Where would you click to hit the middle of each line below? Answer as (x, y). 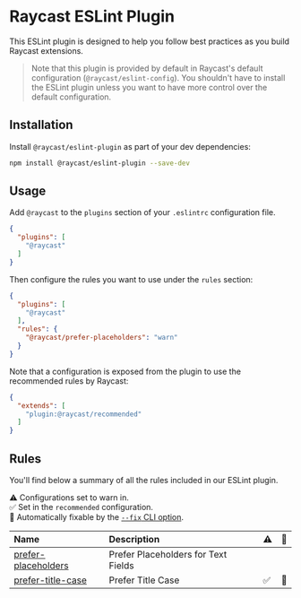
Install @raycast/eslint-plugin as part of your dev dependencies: (130, 146)
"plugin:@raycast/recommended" (84, 414)
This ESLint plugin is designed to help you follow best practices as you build (149, 41)
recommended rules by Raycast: (69, 381)
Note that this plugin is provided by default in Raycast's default (147, 68)
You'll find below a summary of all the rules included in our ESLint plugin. (144, 480)
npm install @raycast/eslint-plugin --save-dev (100, 163)
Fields (121, 565)
